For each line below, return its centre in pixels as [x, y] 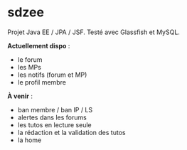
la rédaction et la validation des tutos [71, 132]
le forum [30, 59]
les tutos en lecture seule [55, 124]
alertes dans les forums [52, 117]
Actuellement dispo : [39, 45]
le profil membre [42, 82]
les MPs [29, 67]
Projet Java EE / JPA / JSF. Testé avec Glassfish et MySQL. [93, 32]
